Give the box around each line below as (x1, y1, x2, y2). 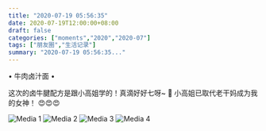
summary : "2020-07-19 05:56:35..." (8, 48, 126, 56)
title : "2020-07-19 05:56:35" (8, 11, 109, 20)
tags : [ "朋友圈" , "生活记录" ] (8, 41, 97, 49)
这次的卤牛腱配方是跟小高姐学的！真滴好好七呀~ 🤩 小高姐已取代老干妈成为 (8, 88, 252, 98)
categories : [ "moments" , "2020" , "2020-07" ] (8, 33, 151, 42)
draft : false (8, 26, 52, 34)
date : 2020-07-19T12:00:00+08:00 (8, 19, 119, 27)
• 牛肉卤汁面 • (8, 71, 56, 80)
